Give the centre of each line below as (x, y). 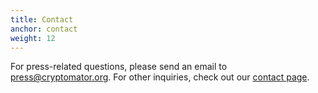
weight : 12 (33, 38)
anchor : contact (44, 29)
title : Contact (42, 19)
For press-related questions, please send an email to (119, 67)
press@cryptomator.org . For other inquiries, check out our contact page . (160, 77)
